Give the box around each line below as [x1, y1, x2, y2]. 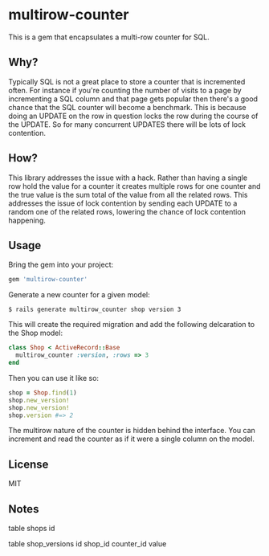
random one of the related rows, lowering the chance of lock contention [8, 206, 247, 216]
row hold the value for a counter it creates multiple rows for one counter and [8, 181, 261, 190]
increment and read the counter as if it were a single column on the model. [8, 434, 255, 444]
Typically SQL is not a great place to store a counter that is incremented [8, 76, 246, 86]
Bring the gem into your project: [8, 260, 114, 270]
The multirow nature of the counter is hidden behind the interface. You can [8, 426, 255, 435]
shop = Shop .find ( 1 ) [8, 388, 78, 397]
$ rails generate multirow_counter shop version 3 [8, 305, 181, 314]
